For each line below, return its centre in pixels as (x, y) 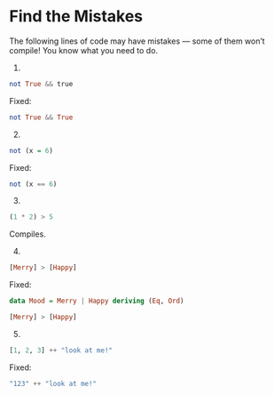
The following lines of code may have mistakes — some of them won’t (137, 41)
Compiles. (27, 234)
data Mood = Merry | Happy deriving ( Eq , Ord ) (97, 301)
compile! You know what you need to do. (83, 50)
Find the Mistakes (76, 16)
